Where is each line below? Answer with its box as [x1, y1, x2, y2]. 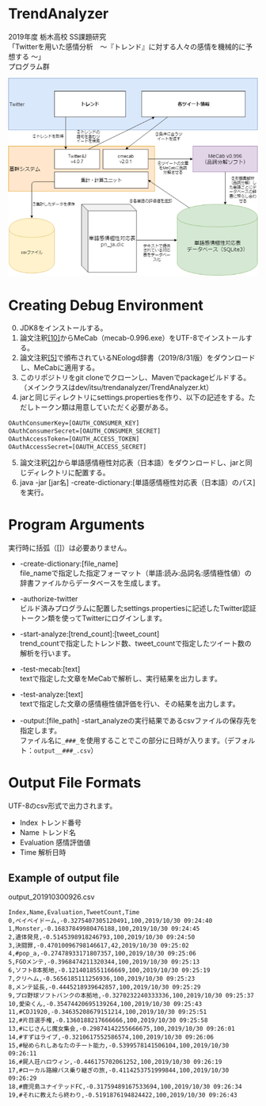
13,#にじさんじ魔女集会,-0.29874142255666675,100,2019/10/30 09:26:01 [8, 1024, 235, 1032]
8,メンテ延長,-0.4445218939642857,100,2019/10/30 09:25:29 [8, 983, 201, 991]
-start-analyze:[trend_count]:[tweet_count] [19, 629, 160, 639]
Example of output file [8, 871, 120, 884]
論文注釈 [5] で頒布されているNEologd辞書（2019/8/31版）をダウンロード [19, 353, 256, 363]
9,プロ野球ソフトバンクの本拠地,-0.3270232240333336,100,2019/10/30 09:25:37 [8, 991, 255, 999]
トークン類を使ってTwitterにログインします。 [19, 613, 167, 623]
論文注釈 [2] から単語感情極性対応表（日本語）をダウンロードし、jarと [19, 458, 246, 467]
